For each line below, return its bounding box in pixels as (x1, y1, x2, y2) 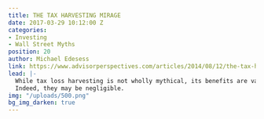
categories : (8, 26, 47, 34)
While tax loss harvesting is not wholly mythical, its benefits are (15, 77, 247, 85)
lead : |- (8, 70, 37, 78)
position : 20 (8, 48, 51, 56)
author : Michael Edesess (8, 56, 90, 63)
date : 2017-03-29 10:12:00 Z (8, 19, 104, 27)
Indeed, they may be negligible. (15, 84, 125, 92)
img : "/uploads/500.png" (8, 92, 90, 99)
